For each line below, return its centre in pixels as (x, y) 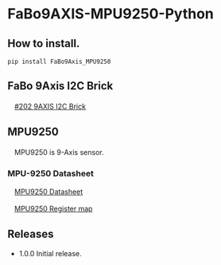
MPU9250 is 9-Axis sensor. (59, 152)
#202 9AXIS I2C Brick (50, 106)
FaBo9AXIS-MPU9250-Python (111, 14)
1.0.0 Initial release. (50, 253)
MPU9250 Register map (54, 208)
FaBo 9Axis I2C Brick (60, 86)
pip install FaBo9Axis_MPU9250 (59, 61)
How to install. (44, 44)
